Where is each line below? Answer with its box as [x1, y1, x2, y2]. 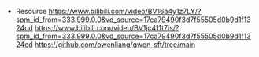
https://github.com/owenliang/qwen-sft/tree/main [34, 40, 196, 49]
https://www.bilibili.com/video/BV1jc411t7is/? [34, 23, 179, 32]
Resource [15, 7, 47, 16]
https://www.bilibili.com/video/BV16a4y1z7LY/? [48, 7, 202, 16]
